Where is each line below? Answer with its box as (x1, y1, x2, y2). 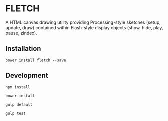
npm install (5, 84, 30, 90)
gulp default (5, 102, 33, 107)
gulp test (5, 111, 26, 116)
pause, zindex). (5, 30, 37, 36)
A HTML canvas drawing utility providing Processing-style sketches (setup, (5, 19, 161, 25)
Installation (5, 44, 41, 53)
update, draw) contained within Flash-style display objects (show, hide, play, (5, 24, 163, 30)
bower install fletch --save (5, 58, 66, 63)
